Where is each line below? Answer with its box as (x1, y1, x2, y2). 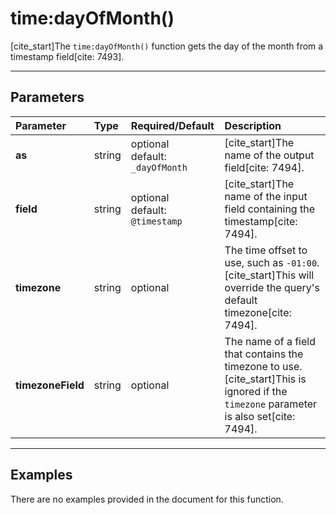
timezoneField (15, 378, 85, 392)
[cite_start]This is (224, 372, 307, 386)
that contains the (224, 347, 304, 361)
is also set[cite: (224, 409, 296, 423)
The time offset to (224, 243, 308, 257)
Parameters (10, 89, 85, 106)
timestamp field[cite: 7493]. (10, 50, 125, 62)
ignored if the (224, 384, 288, 398)
